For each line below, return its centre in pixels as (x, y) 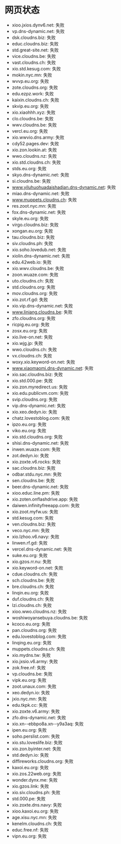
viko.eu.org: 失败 (29, 430)
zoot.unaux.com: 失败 (34, 686)
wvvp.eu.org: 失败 (30, 81)
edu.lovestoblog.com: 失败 (39, 636)
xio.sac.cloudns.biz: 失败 (37, 374)
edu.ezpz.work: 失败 (33, 93)
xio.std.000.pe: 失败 (32, 380)
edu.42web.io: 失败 (32, 262)
